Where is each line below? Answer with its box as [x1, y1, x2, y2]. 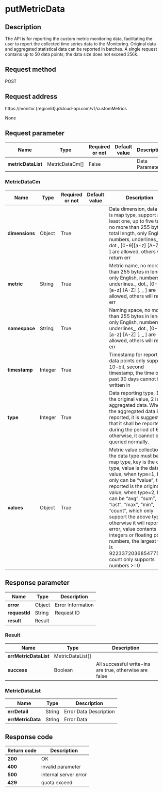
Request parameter [5, 129, 65, 138]
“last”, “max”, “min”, [109, 501, 155, 508]
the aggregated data [109, 408, 156, 415]
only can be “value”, [109, 476, 155, 483]
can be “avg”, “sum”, [109, 495, 157, 502]
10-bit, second [109, 363, 144, 370]
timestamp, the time [109, 369, 154, 376]
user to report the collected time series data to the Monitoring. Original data [5, 41, 156, 47]
